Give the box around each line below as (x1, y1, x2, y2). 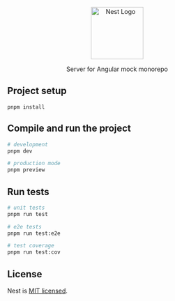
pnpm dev (7, 147, 33, 155)
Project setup (7, 85, 68, 97)
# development (7, 141, 49, 148)
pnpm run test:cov (7, 249, 61, 256)
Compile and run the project (7, 123, 131, 134)
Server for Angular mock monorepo (66, 65, 169, 73)
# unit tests (7, 204, 45, 211)
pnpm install (7, 103, 45, 111)
